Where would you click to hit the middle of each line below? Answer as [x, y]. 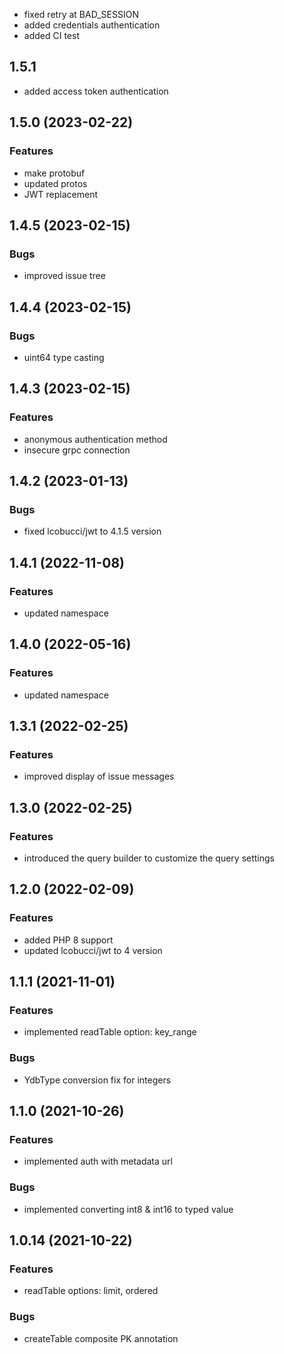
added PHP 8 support [68, 940]
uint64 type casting [64, 357]
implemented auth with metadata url [98, 1161]
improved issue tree [64, 276]
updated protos [55, 183]
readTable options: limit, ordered [91, 1291]
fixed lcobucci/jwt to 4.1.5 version [92, 531]
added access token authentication [96, 91]
